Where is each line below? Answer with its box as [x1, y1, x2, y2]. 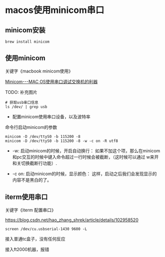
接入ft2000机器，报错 [5, 246, 49, 252]
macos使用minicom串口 [5, 4, 105, 16]
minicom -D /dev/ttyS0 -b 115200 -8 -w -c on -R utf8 [5, 138, 119, 143]
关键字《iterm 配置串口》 [5, 207, 56, 213]
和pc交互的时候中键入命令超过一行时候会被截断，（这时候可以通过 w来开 [12, 154, 159, 160]
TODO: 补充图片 [5, 89, 38, 95]
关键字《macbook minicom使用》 [5, 68, 73, 74]
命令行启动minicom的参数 [5, 124, 57, 130]
